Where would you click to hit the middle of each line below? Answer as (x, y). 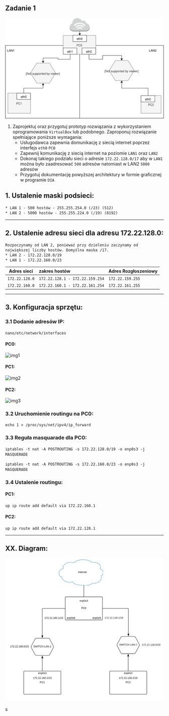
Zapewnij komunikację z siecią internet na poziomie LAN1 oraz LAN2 (89, 153)
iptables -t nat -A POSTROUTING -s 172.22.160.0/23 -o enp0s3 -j (75, 464)
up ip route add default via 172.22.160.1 (50, 506)
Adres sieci (21, 271)
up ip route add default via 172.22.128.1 (50, 529)
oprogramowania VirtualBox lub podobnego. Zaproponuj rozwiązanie (84, 132)
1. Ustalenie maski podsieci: (50, 196)
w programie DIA (37, 180)
